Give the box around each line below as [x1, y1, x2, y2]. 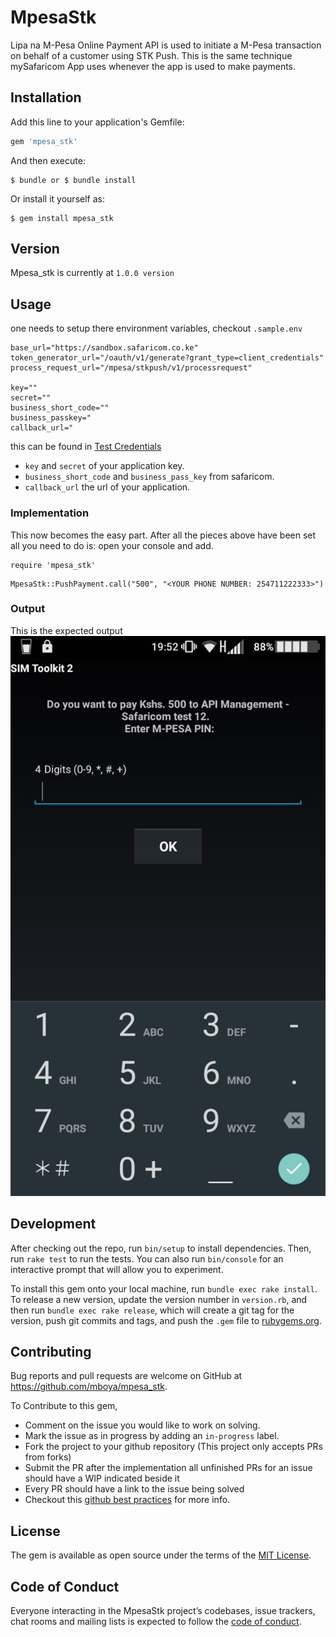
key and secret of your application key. [24, 460, 185, 472]
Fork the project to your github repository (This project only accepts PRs [24, 1441, 323, 1453]
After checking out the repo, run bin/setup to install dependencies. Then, [10, 1242, 312, 1254]
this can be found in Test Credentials [10, 441, 162, 453]
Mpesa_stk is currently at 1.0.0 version [10, 267, 175, 279]
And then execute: [10, 154, 86, 166]
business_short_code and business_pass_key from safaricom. [24, 471, 275, 483]
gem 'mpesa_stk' [10, 136, 78, 146]
